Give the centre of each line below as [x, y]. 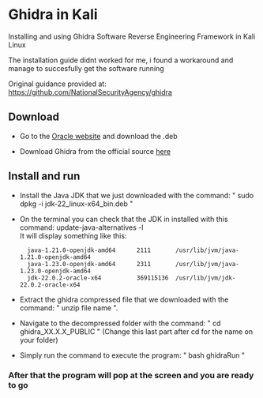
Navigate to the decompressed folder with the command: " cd [120, 323]
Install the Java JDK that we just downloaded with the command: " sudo [137, 195]
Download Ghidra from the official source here [95, 151]
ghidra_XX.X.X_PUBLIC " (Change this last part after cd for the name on [136, 331]
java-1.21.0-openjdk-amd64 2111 [89, 250]
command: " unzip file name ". [69, 308]
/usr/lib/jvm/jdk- [205, 278]
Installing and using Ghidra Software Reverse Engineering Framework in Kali [132, 36]
